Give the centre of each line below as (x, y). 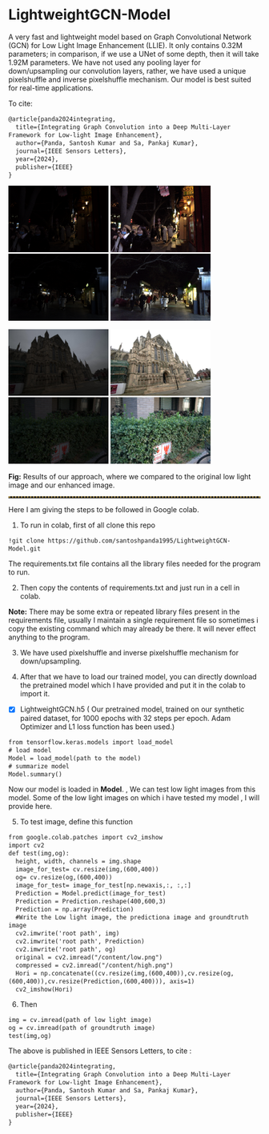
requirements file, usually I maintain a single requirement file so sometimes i (133, 620)
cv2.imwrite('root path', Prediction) (80, 942)
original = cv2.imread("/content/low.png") (89, 958)
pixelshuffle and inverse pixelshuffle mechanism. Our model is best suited (130, 79)
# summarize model (39, 767)
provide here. (30, 807)
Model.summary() (35, 775)
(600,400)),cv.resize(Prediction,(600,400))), (87, 982)
